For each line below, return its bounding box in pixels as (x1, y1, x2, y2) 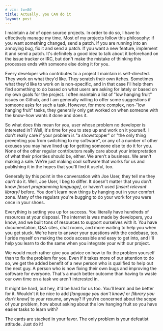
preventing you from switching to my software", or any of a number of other (5, 138, 158, 144)
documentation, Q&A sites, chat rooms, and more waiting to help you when (5, 225, 157, 231)
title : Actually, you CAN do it (5, 12, 71, 17)
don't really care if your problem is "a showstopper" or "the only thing (5, 132, 146, 138)
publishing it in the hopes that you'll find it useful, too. (5, 164, 114, 170)
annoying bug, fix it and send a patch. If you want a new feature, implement (5, 45, 158, 52)
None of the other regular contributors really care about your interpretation (5, 148, 157, 154)
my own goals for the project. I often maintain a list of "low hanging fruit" (5, 91, 152, 97)
